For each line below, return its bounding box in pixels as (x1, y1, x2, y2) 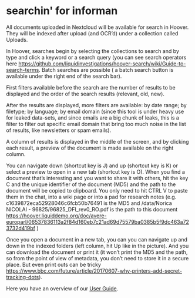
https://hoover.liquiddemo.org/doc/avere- (6, 212, 107, 219)
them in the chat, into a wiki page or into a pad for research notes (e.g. (6, 193, 177, 200)
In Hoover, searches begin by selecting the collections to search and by (6, 47, 179, 54)
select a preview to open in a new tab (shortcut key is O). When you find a (6, 168, 185, 175)
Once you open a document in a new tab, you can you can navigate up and (6, 236, 188, 243)
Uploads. (6, 36, 28, 43)
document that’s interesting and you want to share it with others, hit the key (6, 174, 189, 181)
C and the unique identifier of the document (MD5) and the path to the (6, 181, 176, 188)
